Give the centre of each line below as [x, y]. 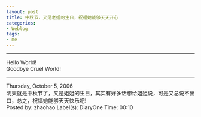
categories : [21, 23]
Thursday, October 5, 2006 [39, 86]
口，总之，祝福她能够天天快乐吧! [46, 100]
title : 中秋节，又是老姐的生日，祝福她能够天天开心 [62, 17]
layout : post [22, 12]
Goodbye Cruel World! [34, 69]
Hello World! [22, 62]
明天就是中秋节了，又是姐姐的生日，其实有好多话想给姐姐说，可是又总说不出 [100, 93]
